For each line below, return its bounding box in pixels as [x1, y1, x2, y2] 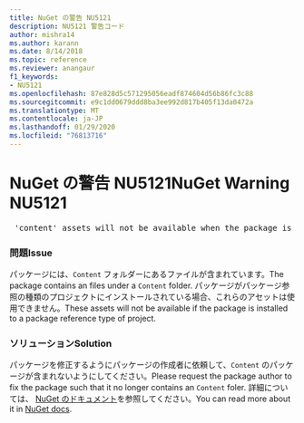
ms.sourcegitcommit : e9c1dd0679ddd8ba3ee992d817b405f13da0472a [9, 97, 254, 107]
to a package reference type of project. [9, 313, 157, 324]
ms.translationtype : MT [9, 106, 100, 115]
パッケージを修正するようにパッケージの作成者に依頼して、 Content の [9, 360, 270, 370]
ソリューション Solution [9, 337, 113, 350]
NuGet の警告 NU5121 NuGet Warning [9, 173, 290, 194]
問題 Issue [9, 246, 53, 259]
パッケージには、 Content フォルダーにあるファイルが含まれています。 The [9, 269, 284, 280]
